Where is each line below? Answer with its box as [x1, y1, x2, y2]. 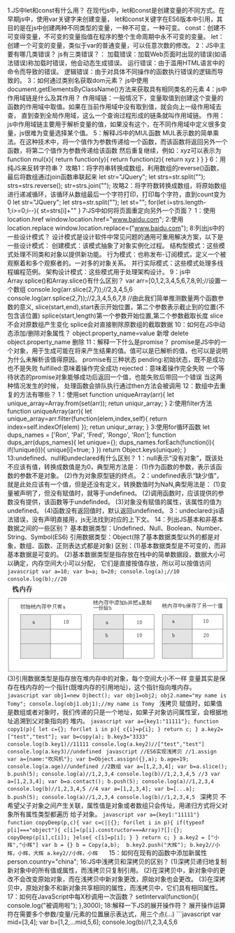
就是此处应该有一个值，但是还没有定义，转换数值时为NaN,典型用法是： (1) [7, 480, 220, 489]
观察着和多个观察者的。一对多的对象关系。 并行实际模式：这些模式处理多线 [7, 259, 224, 267]
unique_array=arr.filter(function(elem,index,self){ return [7, 414, 168, 423]
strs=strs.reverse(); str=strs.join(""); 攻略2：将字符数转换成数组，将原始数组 [7, 182, 227, 189]
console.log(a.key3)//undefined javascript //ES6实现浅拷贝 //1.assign [7, 748, 217, 755]
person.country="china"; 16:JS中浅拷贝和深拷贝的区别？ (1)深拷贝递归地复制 [7, 857, 227, 866]
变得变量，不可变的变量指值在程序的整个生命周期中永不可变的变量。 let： [13, 32, 225, 41]
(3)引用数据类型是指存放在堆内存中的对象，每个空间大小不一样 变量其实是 [7, 674, 220, 682]
